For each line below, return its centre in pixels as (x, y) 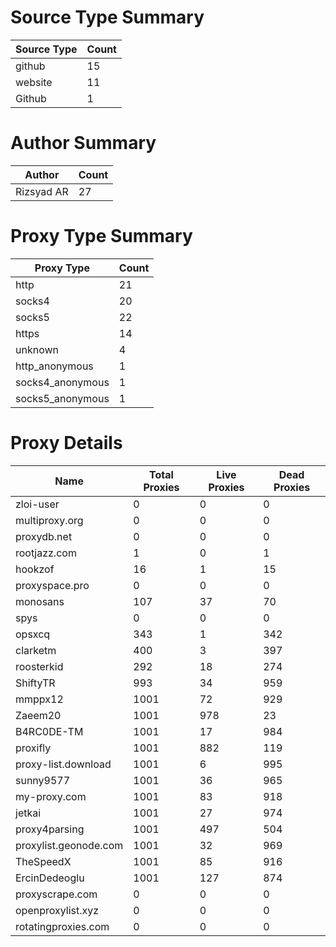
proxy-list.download (63, 764)
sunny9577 (43, 780)
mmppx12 (39, 699)
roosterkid (39, 666)
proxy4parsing (50, 829)
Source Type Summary (107, 17)
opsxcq (33, 634)
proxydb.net (44, 536)
